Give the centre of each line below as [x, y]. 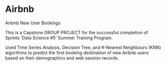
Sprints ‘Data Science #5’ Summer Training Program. [59, 38]
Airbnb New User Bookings [33, 23]
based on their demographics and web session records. [62, 58]
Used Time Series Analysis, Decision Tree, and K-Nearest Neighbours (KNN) [83, 47]
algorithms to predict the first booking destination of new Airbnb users [77, 53]
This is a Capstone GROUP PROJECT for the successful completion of [77, 32]
